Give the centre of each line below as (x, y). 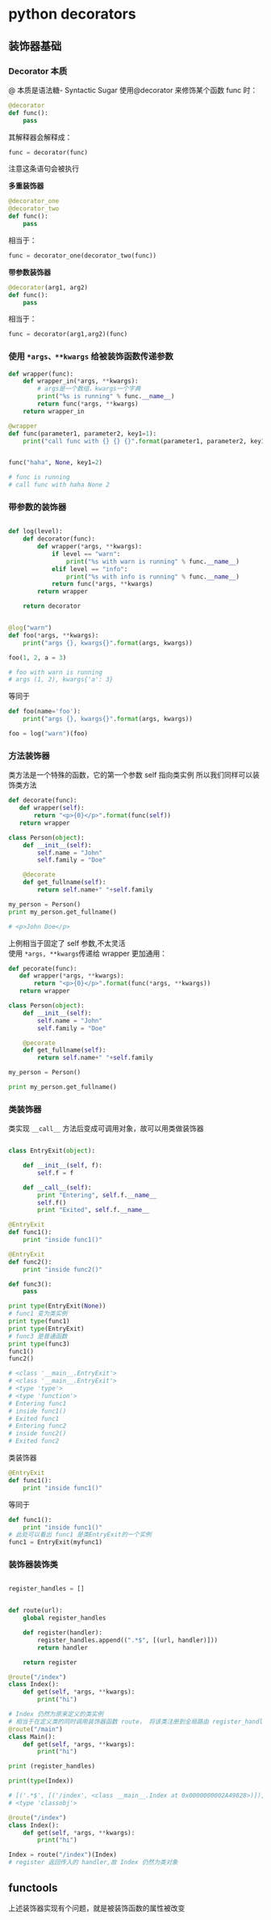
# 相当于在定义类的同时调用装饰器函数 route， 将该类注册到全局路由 (109, 1721)
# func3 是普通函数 (38, 1336)
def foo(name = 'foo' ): (45, 712)
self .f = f (56, 1173)
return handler (63, 1647)
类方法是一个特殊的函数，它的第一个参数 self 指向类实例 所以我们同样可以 (130, 775)
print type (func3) (39, 1344)
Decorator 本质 (38, 71)
